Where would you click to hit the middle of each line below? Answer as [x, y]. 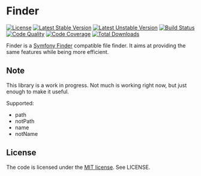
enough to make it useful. [37, 92]
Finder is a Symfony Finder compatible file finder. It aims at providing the [96, 45]
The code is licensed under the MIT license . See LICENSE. [78, 167]
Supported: [20, 103]
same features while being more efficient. [58, 51]
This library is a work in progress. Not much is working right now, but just [97, 85]
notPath [25, 121]
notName [26, 133]
